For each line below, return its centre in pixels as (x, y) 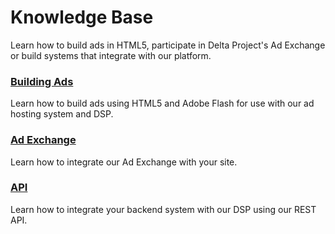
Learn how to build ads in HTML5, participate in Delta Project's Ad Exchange (168, 45)
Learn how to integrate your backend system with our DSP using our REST (163, 209)
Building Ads (42, 81)
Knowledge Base (82, 17)
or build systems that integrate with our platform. (111, 55)
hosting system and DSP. (62, 114)
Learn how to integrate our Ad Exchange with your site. (124, 162)
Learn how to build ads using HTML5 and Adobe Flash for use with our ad (162, 103)
